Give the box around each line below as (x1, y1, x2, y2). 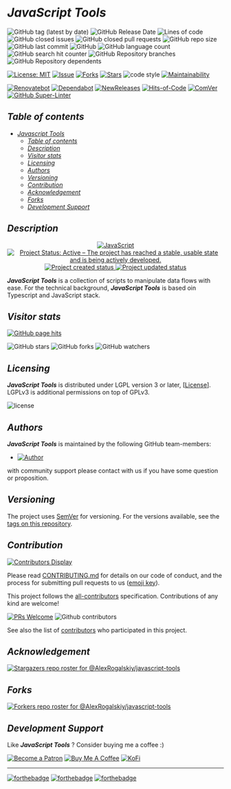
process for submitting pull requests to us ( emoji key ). (7, 578, 160, 587)
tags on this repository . (7, 519, 73, 528)
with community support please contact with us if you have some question (7, 467, 219, 475)
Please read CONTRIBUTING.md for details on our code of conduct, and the (7, 571, 222, 579)
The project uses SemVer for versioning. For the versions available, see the (7, 512, 220, 520)
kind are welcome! (7, 599, 60, 608)
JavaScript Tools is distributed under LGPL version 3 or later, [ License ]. (7, 381, 211, 389)
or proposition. (7, 474, 49, 482)
